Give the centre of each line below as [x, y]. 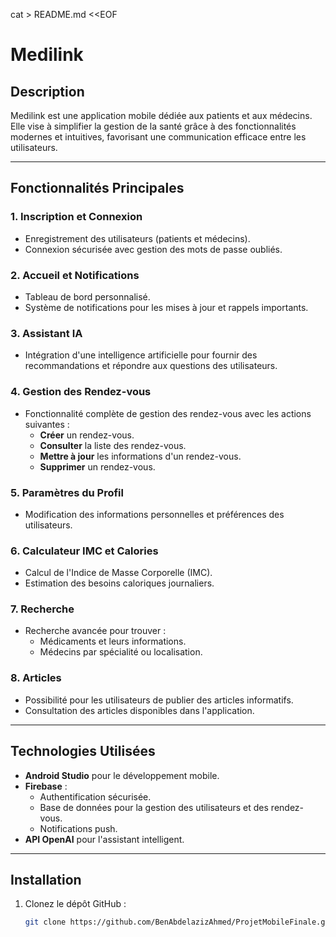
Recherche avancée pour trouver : [95, 631]
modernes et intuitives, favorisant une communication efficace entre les [158, 137]
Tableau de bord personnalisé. [87, 296]
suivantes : [47, 424]
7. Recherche [42, 609]
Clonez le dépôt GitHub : [75, 904]
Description [47, 91]
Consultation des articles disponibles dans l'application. [139, 710]
